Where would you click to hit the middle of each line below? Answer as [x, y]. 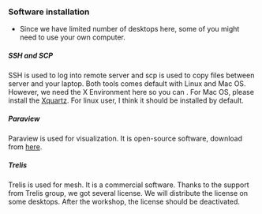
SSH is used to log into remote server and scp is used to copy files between [131, 75]
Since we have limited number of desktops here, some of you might [129, 29]
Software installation [49, 12]
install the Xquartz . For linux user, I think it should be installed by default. [126, 100]
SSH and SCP [31, 55]
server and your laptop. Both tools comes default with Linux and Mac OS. [127, 84]
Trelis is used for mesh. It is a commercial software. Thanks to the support [129, 185]
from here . [25, 147]
